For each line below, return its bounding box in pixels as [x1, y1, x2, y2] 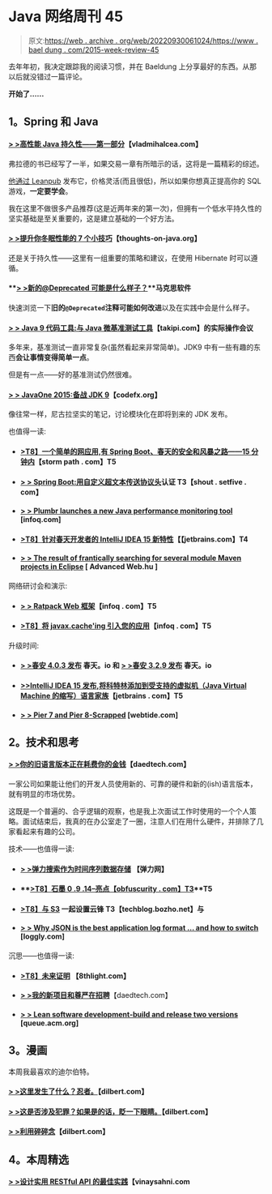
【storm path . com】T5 [34, 456, 117, 466]
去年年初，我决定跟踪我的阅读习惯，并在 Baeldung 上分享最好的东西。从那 [8, 62, 257, 71]
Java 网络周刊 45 [8, 7, 124, 26]
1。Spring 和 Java [8, 115, 99, 129]
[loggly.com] [19, 931, 65, 941]
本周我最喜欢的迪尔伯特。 [8, 1067, 94, 1076]
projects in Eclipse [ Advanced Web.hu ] [19, 562, 158, 571]
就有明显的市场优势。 [8, 790, 79, 799]
